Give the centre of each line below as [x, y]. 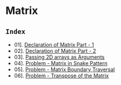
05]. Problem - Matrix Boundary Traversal [64, 69]
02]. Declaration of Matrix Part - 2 [55, 51]
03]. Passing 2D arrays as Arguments [59, 57]
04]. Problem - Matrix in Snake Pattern [61, 63]
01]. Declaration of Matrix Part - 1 [54, 45]
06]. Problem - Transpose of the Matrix [61, 76]
